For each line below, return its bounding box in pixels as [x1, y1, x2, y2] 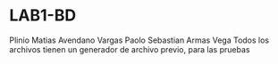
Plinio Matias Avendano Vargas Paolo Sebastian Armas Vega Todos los [9, 35, 270, 45]
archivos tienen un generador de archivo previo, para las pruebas [9, 44, 250, 54]
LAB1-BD [9, 5, 77, 26]
